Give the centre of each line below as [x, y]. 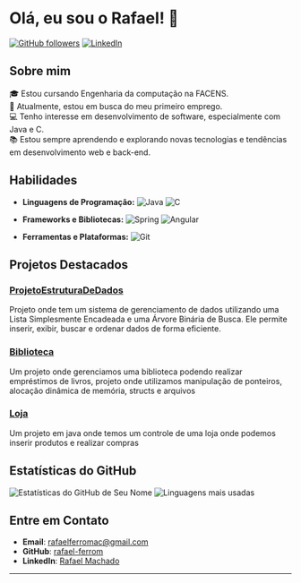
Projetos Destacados [69, 265]
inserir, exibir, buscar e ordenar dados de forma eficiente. [115, 329]
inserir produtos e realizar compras [74, 442]
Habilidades [43, 180]
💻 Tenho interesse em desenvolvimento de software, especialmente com [145, 116]
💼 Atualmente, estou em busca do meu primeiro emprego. [116, 106]
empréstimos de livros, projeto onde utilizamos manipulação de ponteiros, [146, 381]
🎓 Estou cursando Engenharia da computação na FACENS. [119, 93]
